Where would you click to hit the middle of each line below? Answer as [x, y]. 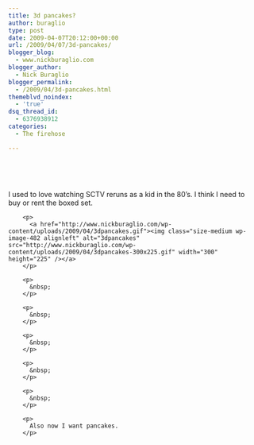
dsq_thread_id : [33, 112]
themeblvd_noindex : [40, 97]
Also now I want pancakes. [74, 426]
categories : [28, 126]
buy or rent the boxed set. [51, 203]
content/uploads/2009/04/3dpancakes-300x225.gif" [92, 252]
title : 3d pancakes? [42, 15]
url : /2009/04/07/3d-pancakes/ [60, 45]
